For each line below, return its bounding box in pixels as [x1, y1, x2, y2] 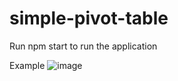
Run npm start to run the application [9, 40, 158, 52]
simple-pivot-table [9, 7, 169, 30]
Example [9, 59, 46, 71]
